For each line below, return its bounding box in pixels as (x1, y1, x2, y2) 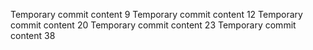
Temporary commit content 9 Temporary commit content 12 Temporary (10, 9, 303, 20)
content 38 (10, 30, 56, 41)
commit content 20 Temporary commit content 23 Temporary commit (10, 19, 297, 31)
